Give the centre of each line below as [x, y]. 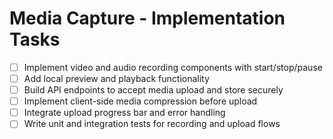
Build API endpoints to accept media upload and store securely [153, 90]
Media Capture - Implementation [147, 18]
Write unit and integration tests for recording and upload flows [152, 124]
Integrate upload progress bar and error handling [124, 113]
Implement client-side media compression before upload [140, 101]
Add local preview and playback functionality [116, 78]
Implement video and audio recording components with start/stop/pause [173, 67]
